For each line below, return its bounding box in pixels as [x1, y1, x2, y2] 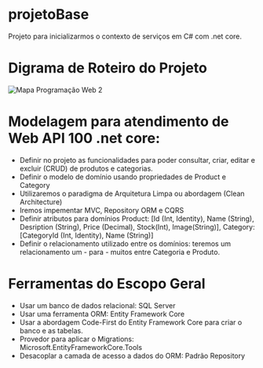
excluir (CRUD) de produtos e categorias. [19, 164, 153, 173]
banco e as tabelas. [19, 326, 84, 335]
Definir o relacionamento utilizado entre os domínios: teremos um [19, 238, 232, 248]
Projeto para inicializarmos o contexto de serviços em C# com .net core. [8, 31, 242, 41]
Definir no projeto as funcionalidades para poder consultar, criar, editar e [19, 155, 255, 164]
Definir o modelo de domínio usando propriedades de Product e [19, 171, 226, 182]
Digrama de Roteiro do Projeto [8, 59, 208, 77]
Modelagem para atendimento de [8, 112, 229, 131]
